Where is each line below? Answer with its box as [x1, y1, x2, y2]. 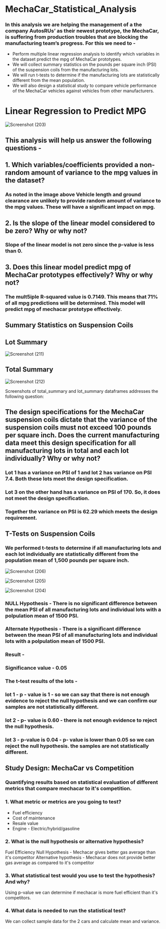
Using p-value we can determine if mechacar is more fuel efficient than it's [5, 889, 158, 896]
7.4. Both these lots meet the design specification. [5, 475, 129, 482]
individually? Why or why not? [5, 454, 101, 463]
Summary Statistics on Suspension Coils [5, 321, 134, 329]
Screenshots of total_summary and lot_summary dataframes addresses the [5, 388, 159, 394]
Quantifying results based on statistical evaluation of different [5, 779, 158, 786]
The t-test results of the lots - [5, 678, 78, 685]
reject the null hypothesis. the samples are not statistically [5, 743, 149, 749]
